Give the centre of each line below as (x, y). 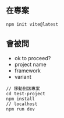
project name (30, 64)
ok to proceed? (33, 58)
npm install (20, 99)
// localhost (22, 104)
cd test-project (26, 93)
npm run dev (20, 109)
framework (28, 70)
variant (23, 77)
